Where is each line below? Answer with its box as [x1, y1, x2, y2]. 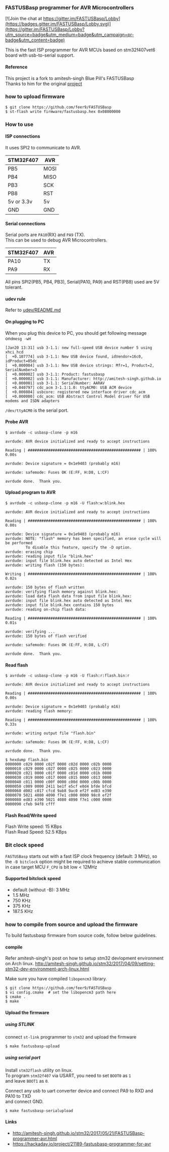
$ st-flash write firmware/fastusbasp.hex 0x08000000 [5, 109, 121, 114]
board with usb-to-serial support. [5, 52, 75, 58]
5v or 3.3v [8, 198, 33, 205]
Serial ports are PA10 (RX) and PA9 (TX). [5, 232, 85, 238]
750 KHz [12, 897, 31, 903]
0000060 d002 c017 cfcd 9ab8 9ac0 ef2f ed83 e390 [5, 788, 112, 793]
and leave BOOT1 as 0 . [5, 1078, 49, 1084]
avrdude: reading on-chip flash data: [5, 607, 87, 612]
